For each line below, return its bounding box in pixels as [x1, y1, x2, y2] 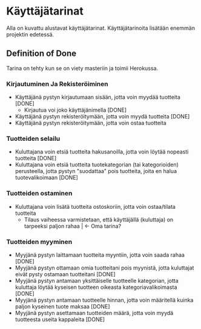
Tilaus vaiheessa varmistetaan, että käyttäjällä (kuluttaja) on [24, 215, 174, 223]
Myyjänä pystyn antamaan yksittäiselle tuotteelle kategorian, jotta [15, 277, 179, 284]
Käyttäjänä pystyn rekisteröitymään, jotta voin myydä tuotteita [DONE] [15, 113, 190, 120]
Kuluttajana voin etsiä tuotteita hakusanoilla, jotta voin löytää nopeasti [15, 148, 189, 155]
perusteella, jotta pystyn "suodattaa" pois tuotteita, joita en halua [15, 168, 177, 175]
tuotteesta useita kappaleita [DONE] [15, 316, 105, 323]
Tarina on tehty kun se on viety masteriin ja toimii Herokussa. [6, 64, 159, 72]
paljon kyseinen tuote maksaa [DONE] [15, 302, 110, 310]
